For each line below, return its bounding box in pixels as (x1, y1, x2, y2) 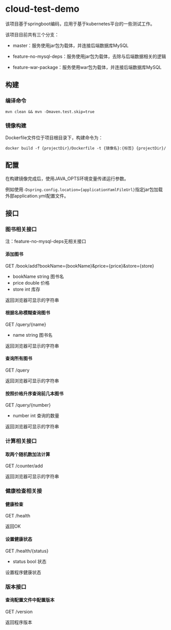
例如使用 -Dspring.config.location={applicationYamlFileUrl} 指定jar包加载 (5, 186, 163, 192)
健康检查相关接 (5, 487, 42, 494)
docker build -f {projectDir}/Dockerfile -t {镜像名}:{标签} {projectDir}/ (5, 145, 166, 151)
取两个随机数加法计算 (5, 451, 50, 457)
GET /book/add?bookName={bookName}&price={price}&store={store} (5, 263, 154, 269)
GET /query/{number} (5, 402, 51, 408)
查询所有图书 (5, 355, 32, 361)
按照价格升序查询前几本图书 (5, 390, 64, 397)
